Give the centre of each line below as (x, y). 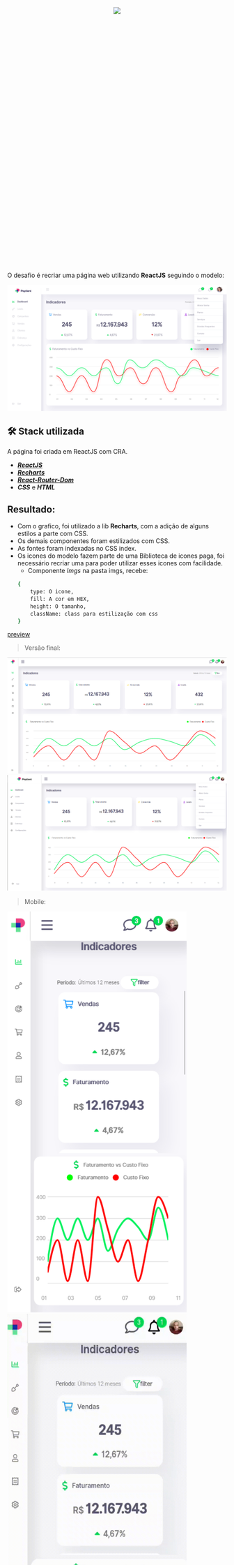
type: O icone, (52, 592)
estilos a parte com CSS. (53, 534)
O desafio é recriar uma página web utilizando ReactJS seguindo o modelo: (116, 275)
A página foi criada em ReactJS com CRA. (68, 452)
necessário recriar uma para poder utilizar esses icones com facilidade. (120, 563)
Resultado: (31, 509)
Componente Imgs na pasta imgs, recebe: (88, 571)
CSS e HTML (36, 487)
